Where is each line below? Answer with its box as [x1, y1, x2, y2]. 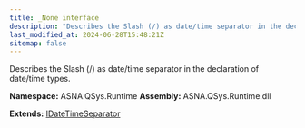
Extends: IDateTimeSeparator [9, 108, 121, 119]
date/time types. [9, 74, 71, 84]
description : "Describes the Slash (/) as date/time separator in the [9, 22, 282, 31]
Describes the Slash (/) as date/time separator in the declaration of [9, 64, 260, 74]
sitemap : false [9, 38, 67, 48]
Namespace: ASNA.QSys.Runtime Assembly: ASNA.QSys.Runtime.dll [9, 91, 271, 102]
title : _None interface [9, 13, 100, 23]
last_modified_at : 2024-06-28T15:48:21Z [9, 30, 165, 39]
